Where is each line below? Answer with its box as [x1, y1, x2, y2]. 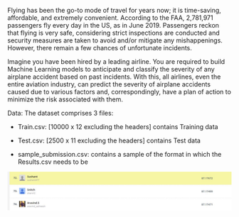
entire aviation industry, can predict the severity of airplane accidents [7, 80, 211, 88]
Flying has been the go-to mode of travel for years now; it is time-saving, [7, 6, 222, 14]
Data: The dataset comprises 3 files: [7, 109, 114, 117]
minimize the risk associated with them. [7, 95, 123, 104]
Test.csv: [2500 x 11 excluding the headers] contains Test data [17, 136, 201, 145]
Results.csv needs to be [17, 157, 89, 166]
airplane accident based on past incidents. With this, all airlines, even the [7, 72, 221, 81]
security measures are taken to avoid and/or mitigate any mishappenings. [7, 36, 223, 45]
